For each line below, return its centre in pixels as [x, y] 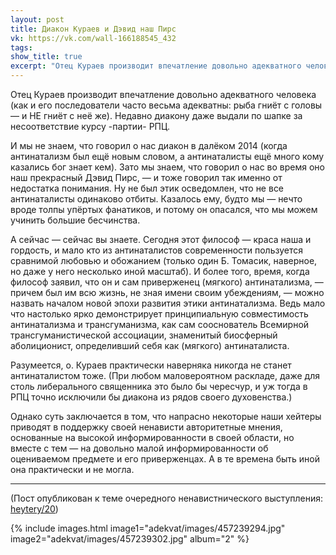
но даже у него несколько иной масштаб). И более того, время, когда [160, 271]
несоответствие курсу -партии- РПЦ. [90, 126]
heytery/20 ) [34, 509]
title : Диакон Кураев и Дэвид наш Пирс [93, 29]
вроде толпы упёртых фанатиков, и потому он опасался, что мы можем [164, 209]
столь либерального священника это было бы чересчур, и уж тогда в [159, 386]
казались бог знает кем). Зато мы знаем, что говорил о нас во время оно [167, 167]
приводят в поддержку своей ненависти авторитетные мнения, [146, 427]
